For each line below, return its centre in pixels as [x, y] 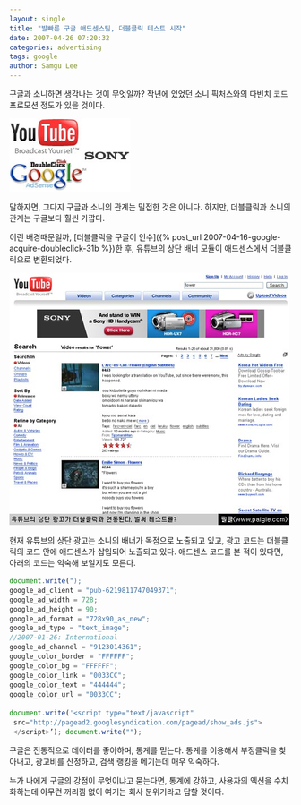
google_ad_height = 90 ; [54, 609]
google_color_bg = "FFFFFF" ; [64, 666]
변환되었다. [52, 259]
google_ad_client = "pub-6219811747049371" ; [94, 590]
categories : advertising [56, 47]
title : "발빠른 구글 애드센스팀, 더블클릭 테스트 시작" [98, 28]
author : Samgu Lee [43, 66]
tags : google [34, 57]
